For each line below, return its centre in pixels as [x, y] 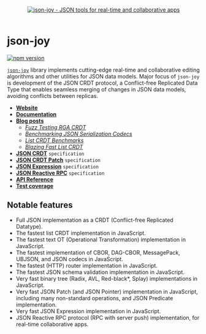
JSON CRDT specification [50, 153]
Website [27, 108]
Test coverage [35, 186]
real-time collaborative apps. [52, 324]
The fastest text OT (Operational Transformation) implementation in [101, 239]
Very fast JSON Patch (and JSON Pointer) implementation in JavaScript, [107, 291]
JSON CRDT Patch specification [58, 160]
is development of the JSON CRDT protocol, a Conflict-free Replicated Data [102, 83]
